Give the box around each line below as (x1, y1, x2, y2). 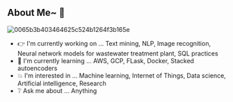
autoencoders (17, 64, 58, 72)
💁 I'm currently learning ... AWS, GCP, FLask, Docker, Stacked (17, 56, 195, 65)
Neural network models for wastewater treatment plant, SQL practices (17, 49, 218, 58)
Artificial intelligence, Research (17, 79, 106, 87)
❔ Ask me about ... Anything (17, 86, 97, 94)
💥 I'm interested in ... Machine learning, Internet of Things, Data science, (17, 71, 226, 80)
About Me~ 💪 (7, 7, 65, 19)
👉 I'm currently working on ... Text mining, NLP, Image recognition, (17, 39, 211, 47)
